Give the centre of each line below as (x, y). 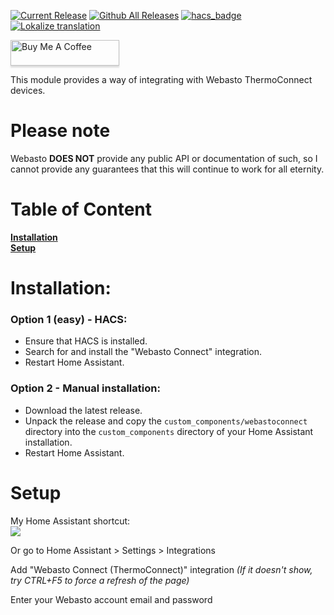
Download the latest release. (83, 410)
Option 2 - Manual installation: (85, 388)
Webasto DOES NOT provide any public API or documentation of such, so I (164, 158)
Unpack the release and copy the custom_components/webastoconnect (166, 421)
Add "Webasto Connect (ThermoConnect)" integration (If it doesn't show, (161, 569)
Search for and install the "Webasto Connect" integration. (143, 352)
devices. (28, 90)
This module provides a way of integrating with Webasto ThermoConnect (161, 79)
